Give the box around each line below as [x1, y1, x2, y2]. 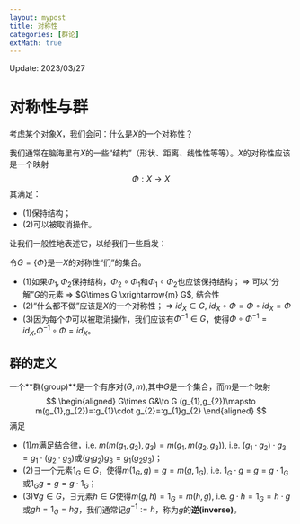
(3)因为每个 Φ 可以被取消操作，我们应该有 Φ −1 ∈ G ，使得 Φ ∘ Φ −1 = [22, 312, 268, 324]
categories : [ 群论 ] [9, 30, 80, 39]
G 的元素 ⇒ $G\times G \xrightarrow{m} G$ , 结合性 [33, 289, 220, 299]
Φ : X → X [131, 173, 171, 184]
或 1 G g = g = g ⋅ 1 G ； [22, 478, 97, 491]
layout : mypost [9, 13, 66, 22]
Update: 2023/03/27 [9, 63, 85, 74]
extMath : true [9, 38, 63, 48]
